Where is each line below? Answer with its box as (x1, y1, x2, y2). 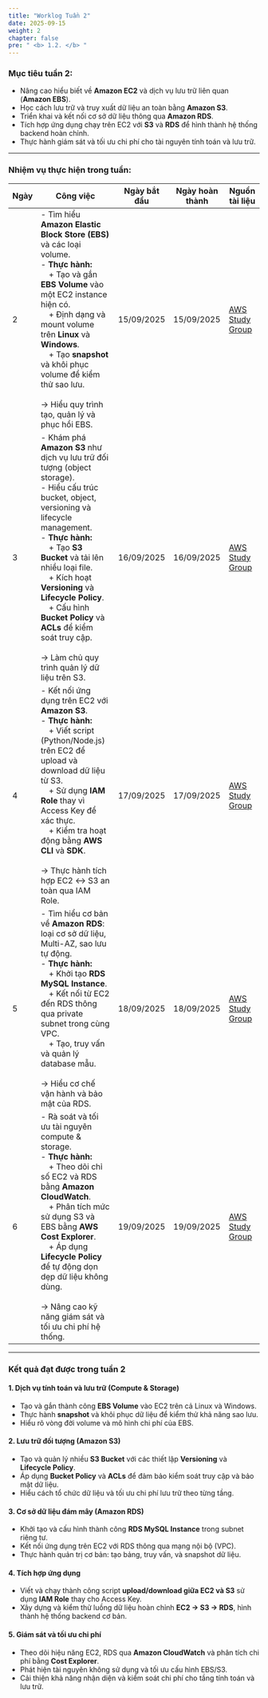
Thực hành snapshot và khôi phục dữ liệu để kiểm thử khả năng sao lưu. (19, 1409, 258, 1419)
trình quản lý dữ (40, 662, 100, 673)
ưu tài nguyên (40, 1121, 93, 1132)
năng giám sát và (40, 1311, 105, 1322)
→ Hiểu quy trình (40, 398, 104, 410)
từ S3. (40, 775, 64, 786)
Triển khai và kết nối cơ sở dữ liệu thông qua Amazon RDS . (19, 111, 214, 121)
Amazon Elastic (40, 218, 101, 230)
